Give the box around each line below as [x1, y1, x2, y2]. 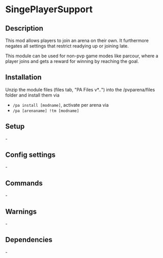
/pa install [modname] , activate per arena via [12, 102, 109, 108]
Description [5, 24, 43, 33]
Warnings [5, 207, 37, 216]
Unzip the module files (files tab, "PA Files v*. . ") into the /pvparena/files [5, 86, 155, 92]
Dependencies [5, 236, 52, 244]
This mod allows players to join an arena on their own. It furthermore [5, 37, 149, 43]
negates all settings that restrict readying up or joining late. [5, 43, 129, 49]
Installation [5, 73, 42, 82]
